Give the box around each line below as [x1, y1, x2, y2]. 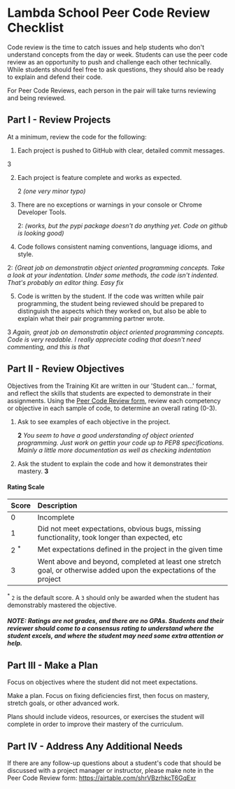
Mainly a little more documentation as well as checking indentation [17, 446, 211, 454]
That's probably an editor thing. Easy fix [7, 278, 124, 286]
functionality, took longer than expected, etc [37, 532, 183, 542]
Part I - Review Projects [7, 114, 111, 126]
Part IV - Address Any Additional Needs [7, 740, 183, 752]
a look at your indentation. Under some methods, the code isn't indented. [7, 271, 219, 279]
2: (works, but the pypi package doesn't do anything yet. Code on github [17, 221, 228, 230]
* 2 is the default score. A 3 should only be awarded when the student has [7, 592, 220, 601]
